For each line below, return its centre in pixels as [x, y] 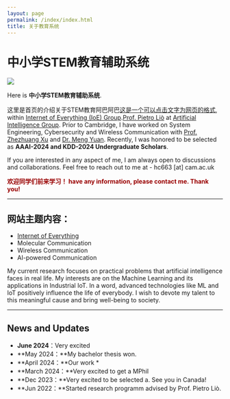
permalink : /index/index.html [50, 20]
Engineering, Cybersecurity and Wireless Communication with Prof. [102, 132]
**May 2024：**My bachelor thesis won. [77, 354]
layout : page [26, 13]
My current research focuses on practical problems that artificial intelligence [115, 271]
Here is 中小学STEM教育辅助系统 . [54, 95]
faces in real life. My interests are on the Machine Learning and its [100, 278]
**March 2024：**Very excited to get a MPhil [83, 371]
